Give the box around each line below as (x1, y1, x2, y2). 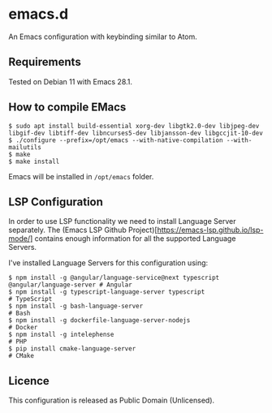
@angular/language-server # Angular (8, 281, 132, 289)
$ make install (8, 157, 60, 166)
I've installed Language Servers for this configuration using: (8, 258, 209, 268)
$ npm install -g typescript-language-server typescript (8, 288, 205, 296)
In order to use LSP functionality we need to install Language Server (8, 217, 236, 226)
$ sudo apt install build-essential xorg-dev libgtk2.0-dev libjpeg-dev (8, 122, 260, 130)
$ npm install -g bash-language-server (8, 302, 144, 311)
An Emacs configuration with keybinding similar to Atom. (8, 32, 197, 41)
